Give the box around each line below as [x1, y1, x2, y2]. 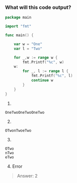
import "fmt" [5, 24, 32, 29]
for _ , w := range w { [14, 55, 58, 60]
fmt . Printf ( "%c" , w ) [22, 59, 64, 65]
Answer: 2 [17, 173, 38, 179]
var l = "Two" [14, 46, 42, 51]
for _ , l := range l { [22, 69, 69, 74]
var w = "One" [14, 41, 42, 47]
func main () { [5, 33, 34, 38]
